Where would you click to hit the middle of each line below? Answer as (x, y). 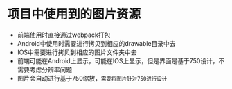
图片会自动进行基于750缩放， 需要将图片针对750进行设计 (92, 78)
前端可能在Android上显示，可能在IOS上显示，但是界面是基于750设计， (118, 60)
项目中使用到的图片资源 (74, 14)
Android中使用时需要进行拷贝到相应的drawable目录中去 (96, 43)
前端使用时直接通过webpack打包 (64, 35)
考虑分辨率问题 (51, 70)
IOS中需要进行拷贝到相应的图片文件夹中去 (77, 52)
